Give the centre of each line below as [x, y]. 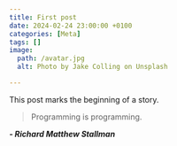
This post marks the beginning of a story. [84, 99]
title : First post [43, 17]
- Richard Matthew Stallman [62, 134]
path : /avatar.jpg [51, 58]
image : [21, 50]
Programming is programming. [86, 117]
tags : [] [25, 42]
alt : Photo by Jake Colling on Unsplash [92, 67]
